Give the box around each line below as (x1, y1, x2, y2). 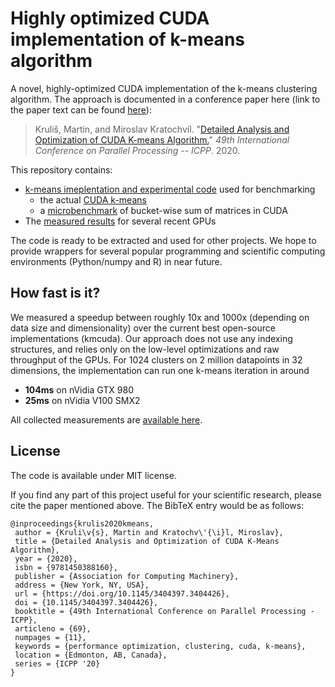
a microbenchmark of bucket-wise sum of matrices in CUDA (39, 204, 288, 216)
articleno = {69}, (14, 623, 92, 634)
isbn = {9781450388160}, (14, 562, 118, 572)
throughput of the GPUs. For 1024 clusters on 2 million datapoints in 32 (10, 353, 303, 366)
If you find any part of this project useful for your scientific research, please (10, 488, 322, 501)
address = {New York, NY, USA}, (14, 580, 150, 590)
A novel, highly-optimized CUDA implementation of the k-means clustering (10, 82, 318, 94)
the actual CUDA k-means (39, 193, 147, 206)
